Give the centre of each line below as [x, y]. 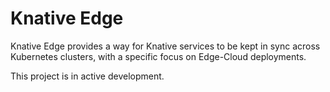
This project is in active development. [87, 76]
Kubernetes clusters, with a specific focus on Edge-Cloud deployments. [158, 56]
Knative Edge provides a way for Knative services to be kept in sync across [165, 46]
